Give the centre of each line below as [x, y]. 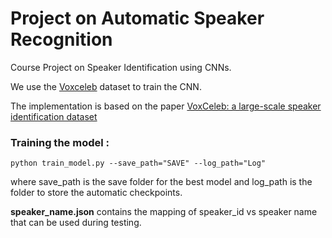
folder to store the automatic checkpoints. [96, 193]
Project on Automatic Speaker [137, 18]
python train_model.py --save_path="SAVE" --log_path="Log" [138, 163]
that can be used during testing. [76, 223]
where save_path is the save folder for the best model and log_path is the [161, 182]
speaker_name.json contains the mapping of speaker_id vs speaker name [164, 212]
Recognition [61, 39]
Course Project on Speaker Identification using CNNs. [121, 67]
